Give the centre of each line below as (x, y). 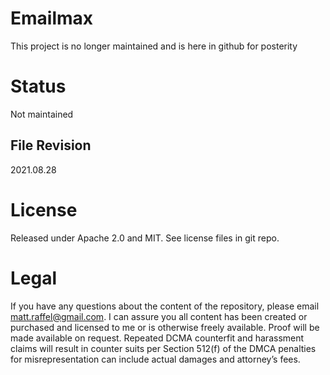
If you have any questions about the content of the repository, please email (165, 306)
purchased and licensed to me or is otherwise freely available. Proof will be (165, 327)
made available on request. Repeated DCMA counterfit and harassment (157, 338)
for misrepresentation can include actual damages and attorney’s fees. (155, 359)
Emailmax (52, 18)
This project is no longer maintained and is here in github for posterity (154, 46)
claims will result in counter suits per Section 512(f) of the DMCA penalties (163, 348)
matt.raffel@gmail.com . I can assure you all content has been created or (159, 316)
